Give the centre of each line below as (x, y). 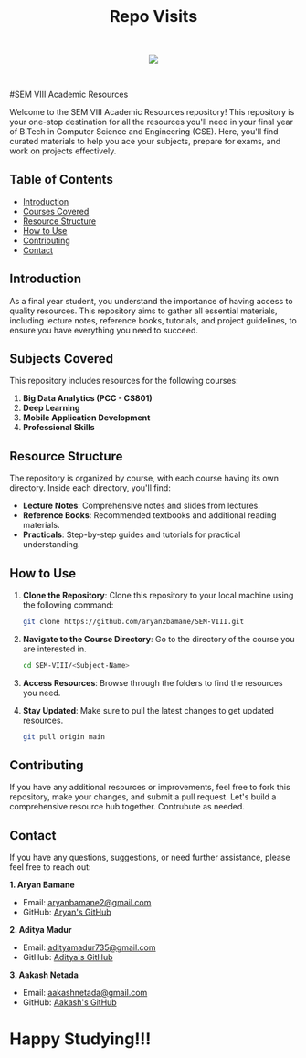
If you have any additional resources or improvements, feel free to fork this (150, 788)
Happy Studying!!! (80, 1039)
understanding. (51, 545)
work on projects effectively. (63, 151)
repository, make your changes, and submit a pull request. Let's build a (143, 797)
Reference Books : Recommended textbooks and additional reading (149, 515)
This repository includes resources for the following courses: (124, 381)
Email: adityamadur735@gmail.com (90, 947)
